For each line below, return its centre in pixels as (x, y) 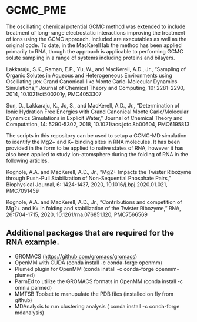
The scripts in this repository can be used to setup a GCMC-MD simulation (96, 135)
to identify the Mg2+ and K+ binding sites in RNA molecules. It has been (93, 142)
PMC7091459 (23, 190)
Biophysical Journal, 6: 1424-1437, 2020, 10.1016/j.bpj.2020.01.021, (87, 184)
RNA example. (33, 242)
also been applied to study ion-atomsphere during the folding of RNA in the (97, 154)
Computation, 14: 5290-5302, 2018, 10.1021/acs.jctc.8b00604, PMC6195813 (98, 124)
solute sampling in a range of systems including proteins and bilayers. (91, 58)
